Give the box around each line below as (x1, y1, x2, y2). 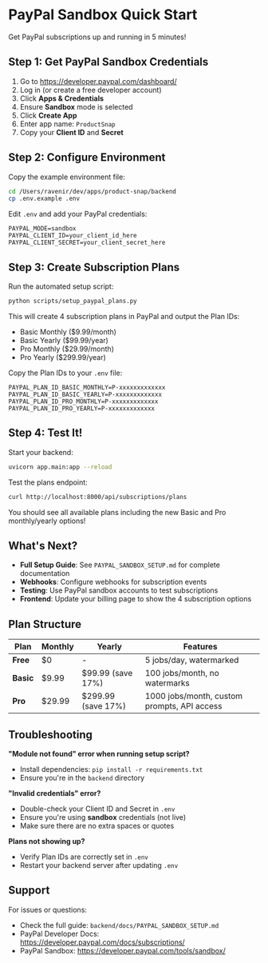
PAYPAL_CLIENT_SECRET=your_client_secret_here (8, 238, 166, 247)
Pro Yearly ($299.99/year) (19, 353, 106, 362)
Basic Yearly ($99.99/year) (19, 336, 109, 345)
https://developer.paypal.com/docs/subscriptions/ (19, 937, 185, 947)
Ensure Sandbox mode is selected (19, 102, 133, 111)
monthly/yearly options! (8, 516, 86, 525)
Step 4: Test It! (8, 426, 83, 440)
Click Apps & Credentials (19, 94, 104, 103)
